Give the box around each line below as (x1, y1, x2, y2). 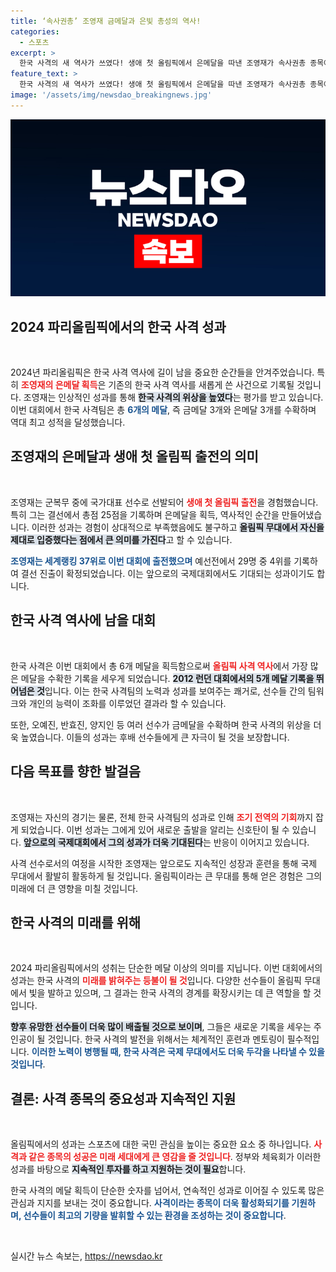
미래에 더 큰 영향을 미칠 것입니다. (10, 882, 139, 894)
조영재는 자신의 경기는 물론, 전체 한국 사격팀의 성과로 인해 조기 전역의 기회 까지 (10, 811, 314, 823)
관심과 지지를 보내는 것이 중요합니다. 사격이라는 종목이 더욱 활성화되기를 (10, 1197, 290, 1209)
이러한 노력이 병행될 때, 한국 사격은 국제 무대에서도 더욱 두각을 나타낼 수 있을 (31, 1046, 325, 1058)
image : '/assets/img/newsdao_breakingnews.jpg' (10, 90, 213, 100)
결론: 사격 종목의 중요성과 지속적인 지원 (10, 1090, 237, 1107)
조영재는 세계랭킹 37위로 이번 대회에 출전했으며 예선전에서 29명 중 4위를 (10, 555, 292, 567)
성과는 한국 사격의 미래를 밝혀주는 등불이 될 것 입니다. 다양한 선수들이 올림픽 (10, 975, 302, 987)
